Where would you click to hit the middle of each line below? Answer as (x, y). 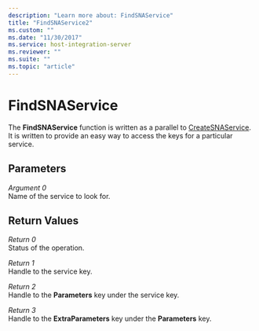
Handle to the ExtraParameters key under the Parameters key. (110, 318)
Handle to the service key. (50, 271)
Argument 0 (27, 188)
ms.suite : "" (29, 60)
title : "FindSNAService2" (50, 23)
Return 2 (22, 287)
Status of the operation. (46, 248)
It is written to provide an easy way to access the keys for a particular (120, 135)
